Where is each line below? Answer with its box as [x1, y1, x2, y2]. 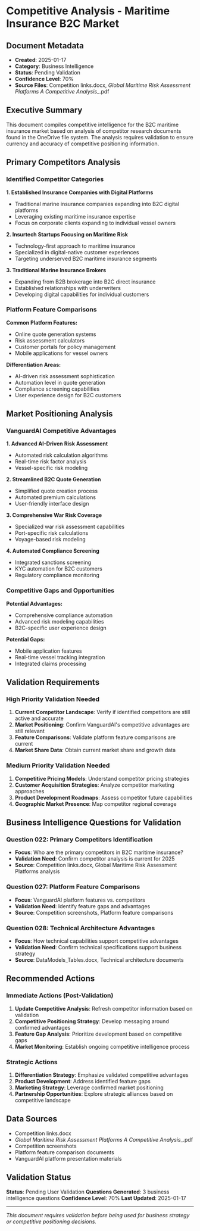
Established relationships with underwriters [14, 284, 121, 291]
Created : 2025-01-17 [14, 57, 67, 63]
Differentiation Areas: [6, 361, 61, 368]
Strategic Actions [6, 1058, 58, 1066]
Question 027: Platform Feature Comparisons [6, 883, 140, 891]
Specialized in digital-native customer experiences [14, 248, 139, 255]
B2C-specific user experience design [14, 624, 107, 631]
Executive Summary [6, 105, 83, 116]
